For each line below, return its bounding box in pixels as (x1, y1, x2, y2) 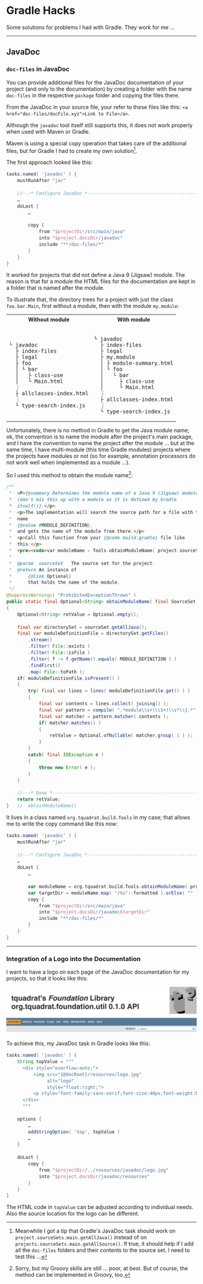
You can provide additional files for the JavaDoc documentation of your (6, 79, 184, 86)
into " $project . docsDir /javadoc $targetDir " (38, 909, 150, 915)
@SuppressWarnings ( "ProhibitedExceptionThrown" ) (6, 592, 137, 599)
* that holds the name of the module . (8, 579, 120, 585)
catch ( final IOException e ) (28, 752, 104, 758)
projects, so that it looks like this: (6, 975, 88, 982)
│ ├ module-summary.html (100, 360, 174, 367)
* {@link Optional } (8, 573, 71, 579)
